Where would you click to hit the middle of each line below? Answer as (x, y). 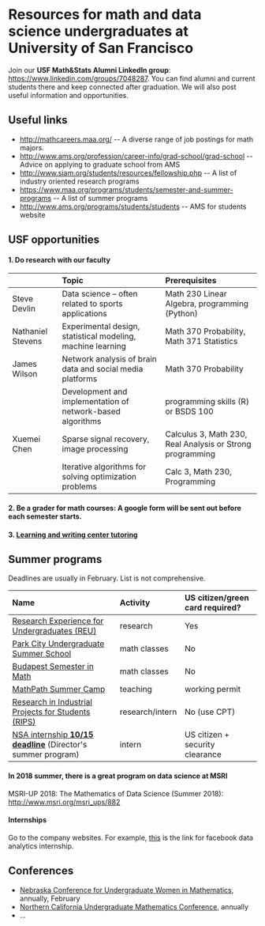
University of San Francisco (101, 48)
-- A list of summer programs (101, 198)
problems (79, 486)
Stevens (27, 342)
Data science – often (100, 294)
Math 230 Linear (196, 294)
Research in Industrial (52, 702)
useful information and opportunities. (68, 95)
